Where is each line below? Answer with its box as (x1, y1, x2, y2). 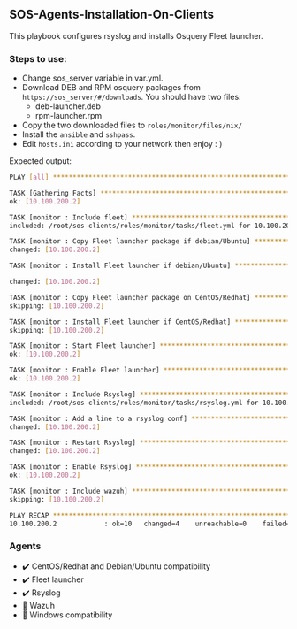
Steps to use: (9, 52, 67, 65)
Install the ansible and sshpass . (21, 129, 136, 140)
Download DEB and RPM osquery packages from (21, 82, 202, 93)
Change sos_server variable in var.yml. (21, 73, 164, 83)
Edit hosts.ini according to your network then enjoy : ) (21, 139, 223, 150)
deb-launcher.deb (34, 101, 102, 111)
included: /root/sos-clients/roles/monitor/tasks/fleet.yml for (9, 221, 251, 230)
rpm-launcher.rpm (34, 111, 103, 121)
